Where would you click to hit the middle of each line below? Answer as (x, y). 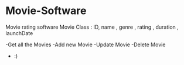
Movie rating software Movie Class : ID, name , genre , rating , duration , (92, 27)
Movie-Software (46, 11)
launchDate (19, 33)
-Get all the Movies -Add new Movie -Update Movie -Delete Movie (86, 45)
